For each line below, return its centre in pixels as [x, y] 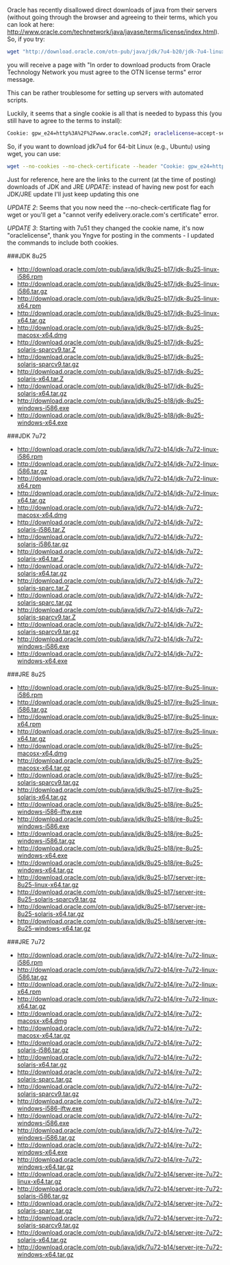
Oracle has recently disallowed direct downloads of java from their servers [112, 10]
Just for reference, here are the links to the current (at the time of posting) [112, 179]
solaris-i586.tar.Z [41, 529]
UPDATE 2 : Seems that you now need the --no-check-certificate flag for [109, 207]
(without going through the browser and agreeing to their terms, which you [112, 17]
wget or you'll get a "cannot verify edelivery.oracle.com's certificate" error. [113, 214]
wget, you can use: [34, 153]
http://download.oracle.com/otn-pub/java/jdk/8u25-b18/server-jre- [112, 921]
